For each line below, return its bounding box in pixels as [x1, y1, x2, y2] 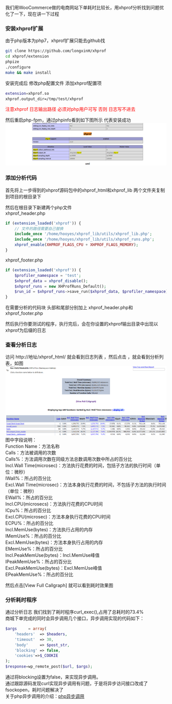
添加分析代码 [5, 174, 37, 182]
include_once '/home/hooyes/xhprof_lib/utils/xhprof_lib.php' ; [14, 231, 153, 237]
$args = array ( [5, 626, 47, 631]
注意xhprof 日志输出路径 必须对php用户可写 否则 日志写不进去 [5, 106, 136, 112]
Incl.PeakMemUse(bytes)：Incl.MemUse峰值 [5, 552, 100, 558]
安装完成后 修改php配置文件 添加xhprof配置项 [5, 80, 102, 86]
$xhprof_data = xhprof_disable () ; [14, 278, 88, 284]
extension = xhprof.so [5, 91, 50, 96]
